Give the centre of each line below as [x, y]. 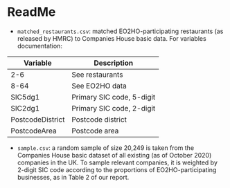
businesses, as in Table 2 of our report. [73, 177]
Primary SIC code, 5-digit [114, 97]
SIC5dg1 [25, 97]
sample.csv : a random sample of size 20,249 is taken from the [106, 148]
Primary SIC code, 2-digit [114, 108]
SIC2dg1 [25, 108]
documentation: [39, 46]
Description [114, 63]
